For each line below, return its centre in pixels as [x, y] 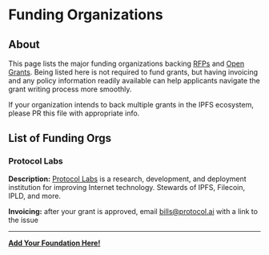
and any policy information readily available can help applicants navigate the [134, 81]
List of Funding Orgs [60, 138]
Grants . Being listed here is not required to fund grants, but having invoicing [133, 72]
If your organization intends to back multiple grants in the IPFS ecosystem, [131, 105]
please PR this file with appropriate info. [74, 113]
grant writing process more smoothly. [70, 89]
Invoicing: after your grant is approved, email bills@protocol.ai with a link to [133, 211]
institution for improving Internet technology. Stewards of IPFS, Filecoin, [127, 187]
